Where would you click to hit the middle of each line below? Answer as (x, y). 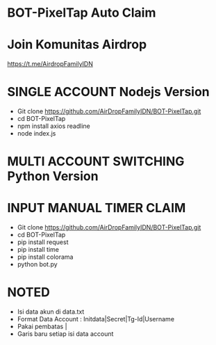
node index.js (36, 134)
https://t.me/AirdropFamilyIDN (50, 64)
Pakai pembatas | (42, 327)
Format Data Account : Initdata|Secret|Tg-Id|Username (96, 319)
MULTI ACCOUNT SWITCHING (96, 162)
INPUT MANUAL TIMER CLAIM (97, 208)
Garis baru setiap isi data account (65, 334)
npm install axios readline (53, 126)
